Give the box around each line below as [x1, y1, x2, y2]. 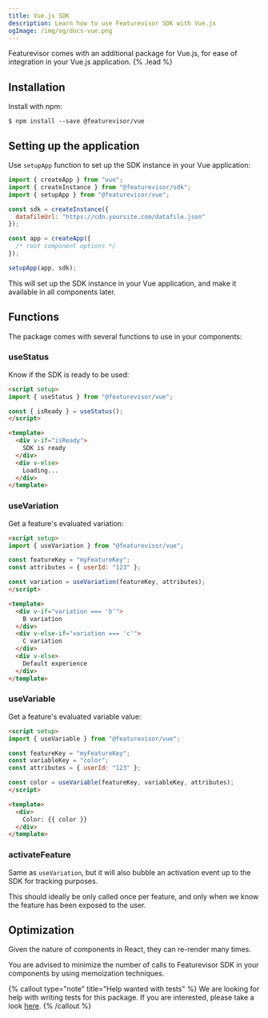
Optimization [8, 923, 74, 937]
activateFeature [8, 850, 71, 861]
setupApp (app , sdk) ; [8, 264, 78, 272]
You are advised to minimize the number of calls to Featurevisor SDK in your [8, 960, 259, 970]
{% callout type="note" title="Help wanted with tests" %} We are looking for [8, 984, 260, 994]
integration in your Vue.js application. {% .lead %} [8, 57, 174, 67]
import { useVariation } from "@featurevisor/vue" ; [8, 541, 184, 550]
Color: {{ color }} [22, 815, 88, 823]
